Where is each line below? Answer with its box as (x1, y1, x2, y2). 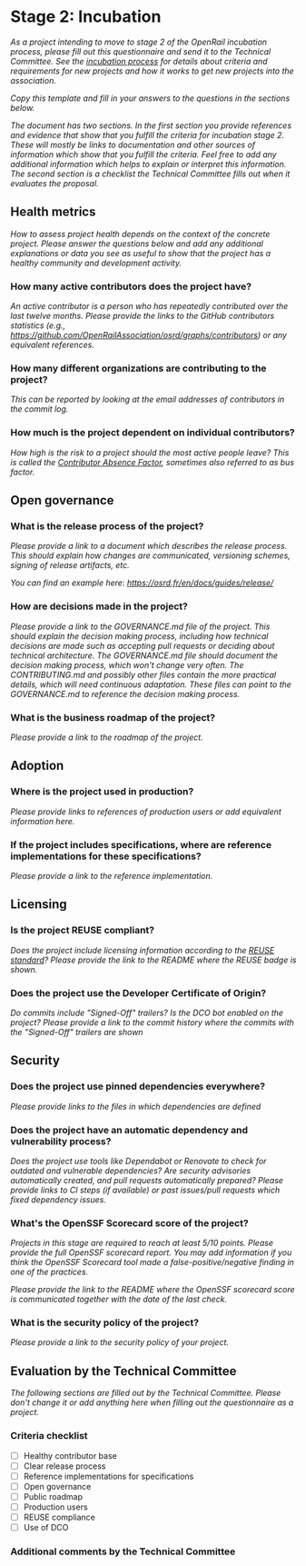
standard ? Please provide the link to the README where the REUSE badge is (10, 954, 297, 965)
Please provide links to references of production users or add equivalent (10, 806, 282, 817)
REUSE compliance (23, 1511, 96, 1522)
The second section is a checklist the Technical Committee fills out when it (10, 168, 291, 179)
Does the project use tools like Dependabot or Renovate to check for (10, 1155, 267, 1166)
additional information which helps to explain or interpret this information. (10, 158, 287, 169)
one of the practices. (10, 1266, 89, 1278)
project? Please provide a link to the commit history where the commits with (10, 1016, 294, 1028)
